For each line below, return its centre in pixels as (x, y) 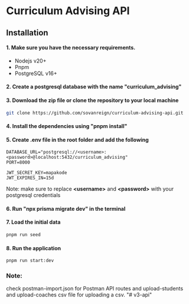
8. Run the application (33, 248)
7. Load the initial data (33, 222)
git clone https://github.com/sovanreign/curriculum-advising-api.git (95, 113)
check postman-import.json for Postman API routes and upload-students (95, 289)
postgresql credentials (33, 195)
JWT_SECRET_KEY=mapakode (37, 173)
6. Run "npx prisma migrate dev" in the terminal (66, 208)
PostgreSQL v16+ (36, 73)
